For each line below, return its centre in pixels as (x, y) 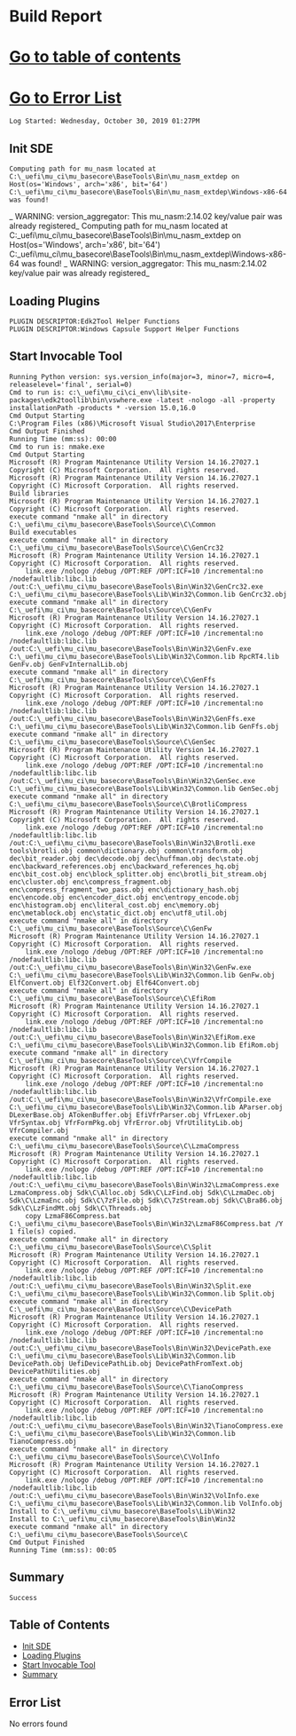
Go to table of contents (95, 57)
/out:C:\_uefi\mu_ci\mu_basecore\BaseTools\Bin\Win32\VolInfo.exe (134, 1495)
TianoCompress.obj (43, 1441)
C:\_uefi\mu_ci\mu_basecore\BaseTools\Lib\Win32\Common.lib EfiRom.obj (144, 1045)
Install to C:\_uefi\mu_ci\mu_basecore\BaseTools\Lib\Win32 (123, 1511)
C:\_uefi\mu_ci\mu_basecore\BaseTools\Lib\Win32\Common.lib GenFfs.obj (144, 726)
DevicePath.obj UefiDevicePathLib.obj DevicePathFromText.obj (126, 1363)
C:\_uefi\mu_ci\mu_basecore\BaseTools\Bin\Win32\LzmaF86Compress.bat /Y (146, 1224)
